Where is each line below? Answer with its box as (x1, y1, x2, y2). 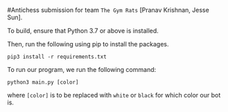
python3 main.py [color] (7, 79, 79, 86)
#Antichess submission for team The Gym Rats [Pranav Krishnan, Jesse (7, 6, 209, 14)
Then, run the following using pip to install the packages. (7, 40, 169, 48)
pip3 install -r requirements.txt (7, 53, 107, 60)
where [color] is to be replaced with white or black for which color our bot (7, 91, 221, 99)
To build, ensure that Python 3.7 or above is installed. (7, 27, 159, 35)
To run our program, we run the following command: (7, 66, 157, 73)
